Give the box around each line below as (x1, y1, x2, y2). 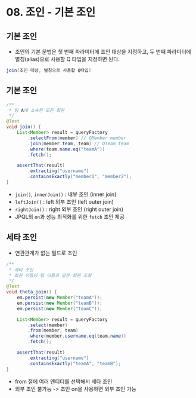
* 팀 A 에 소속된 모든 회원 (8, 107, 64, 114)
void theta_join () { (6, 289, 58, 295)
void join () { (6, 124, 42, 130)
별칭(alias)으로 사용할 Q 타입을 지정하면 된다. (14, 56, 120, 63)
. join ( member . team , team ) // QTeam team (27, 140, 129, 146)
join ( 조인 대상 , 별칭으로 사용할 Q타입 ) (6, 68, 92, 74)
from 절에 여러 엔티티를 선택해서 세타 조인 (14, 378, 113, 385)
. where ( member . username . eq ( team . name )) (27, 333, 127, 339)
